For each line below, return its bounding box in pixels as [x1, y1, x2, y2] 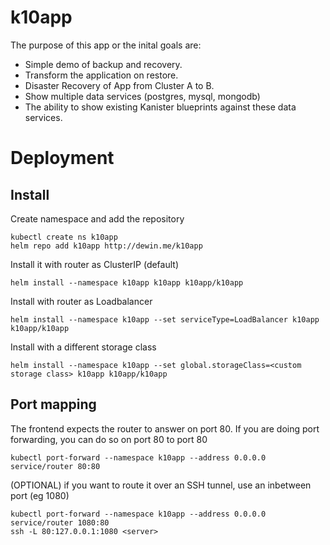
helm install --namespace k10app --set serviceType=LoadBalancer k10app [10, 314, 320, 325]
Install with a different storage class [10, 341, 157, 353]
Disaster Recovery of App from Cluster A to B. [24, 79, 215, 91]
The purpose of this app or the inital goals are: [10, 39, 202, 51]
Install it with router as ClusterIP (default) [10, 258, 180, 270]
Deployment [10, 147, 115, 170]
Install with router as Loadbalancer [10, 295, 153, 307]
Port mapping [10, 396, 97, 413]
